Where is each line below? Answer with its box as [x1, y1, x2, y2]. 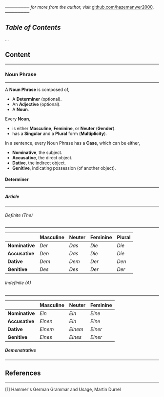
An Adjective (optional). [12, 101, 61, 107]
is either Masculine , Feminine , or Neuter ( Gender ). [12, 125, 116, 131]
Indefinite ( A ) [5, 280, 32, 286]
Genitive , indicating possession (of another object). [12, 165, 116, 171]
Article [5, 193, 20, 199]
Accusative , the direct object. [12, 154, 73, 160]
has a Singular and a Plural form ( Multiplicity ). [12, 131, 107, 136]
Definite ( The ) [5, 212, 33, 218]
